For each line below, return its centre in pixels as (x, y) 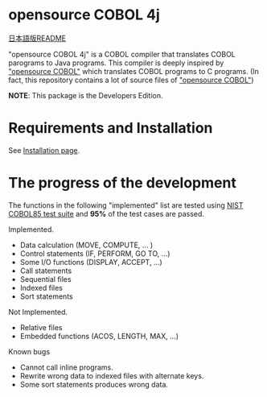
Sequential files (45, 279)
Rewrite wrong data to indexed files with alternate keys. (112, 375)
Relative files (41, 327)
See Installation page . (44, 150)
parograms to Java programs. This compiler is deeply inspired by (116, 63)
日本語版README (37, 38)
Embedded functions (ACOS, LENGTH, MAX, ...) (99, 336)
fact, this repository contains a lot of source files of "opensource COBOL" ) (131, 80)
